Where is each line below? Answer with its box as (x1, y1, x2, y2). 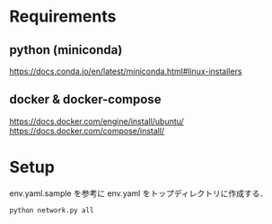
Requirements (9, 6, 117, 27)
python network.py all (9, 205, 94, 215)
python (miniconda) (9, 42, 123, 58)
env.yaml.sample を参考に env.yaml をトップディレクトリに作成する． (9, 187, 268, 199)
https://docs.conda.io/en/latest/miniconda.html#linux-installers (9, 66, 242, 76)
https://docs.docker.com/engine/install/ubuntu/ (9, 115, 184, 127)
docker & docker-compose (9, 92, 162, 107)
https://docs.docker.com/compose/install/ (9, 125, 165, 136)
